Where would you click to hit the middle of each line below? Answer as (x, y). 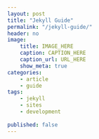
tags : (15, 92)
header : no (23, 33)
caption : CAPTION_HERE (53, 53)
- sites (31, 105)
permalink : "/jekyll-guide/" (50, 27)
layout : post (26, 14)
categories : (25, 72)
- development (40, 112)
